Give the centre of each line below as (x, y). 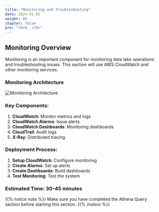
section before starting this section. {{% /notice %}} (57, 204)
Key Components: (27, 106)
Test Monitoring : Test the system (46, 176)
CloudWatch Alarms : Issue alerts (46, 121)
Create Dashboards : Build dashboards (51, 170)
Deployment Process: (31, 149)
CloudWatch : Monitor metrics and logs (52, 116)
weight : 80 (16, 19)
